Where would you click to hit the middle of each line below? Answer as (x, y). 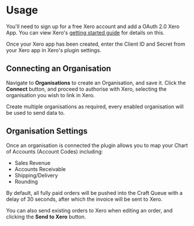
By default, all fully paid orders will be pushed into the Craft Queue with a (94, 193)
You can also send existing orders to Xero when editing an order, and (89, 210)
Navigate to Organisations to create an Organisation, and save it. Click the (96, 83)
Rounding (26, 182)
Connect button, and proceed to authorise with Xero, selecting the (86, 89)
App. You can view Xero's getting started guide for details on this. (86, 32)
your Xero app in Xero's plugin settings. (54, 50)
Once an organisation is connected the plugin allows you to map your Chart (97, 145)
